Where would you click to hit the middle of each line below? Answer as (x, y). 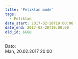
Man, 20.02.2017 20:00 (29, 51)
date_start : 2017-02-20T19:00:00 (39, 23)
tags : (11, 14)
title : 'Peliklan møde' (29, 10)
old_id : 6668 (18, 32)
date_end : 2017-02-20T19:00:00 (37, 28)
